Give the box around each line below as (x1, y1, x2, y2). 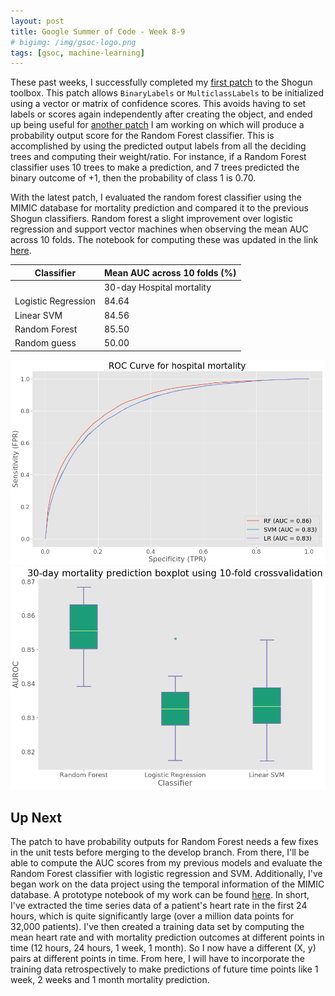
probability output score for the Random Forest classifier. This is (10, 130, 275, 142)
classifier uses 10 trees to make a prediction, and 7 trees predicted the (10, 161, 300, 174)
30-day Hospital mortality (104, 281, 212, 293)
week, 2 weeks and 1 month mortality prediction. (10, 974, 210, 986)
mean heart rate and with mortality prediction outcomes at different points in (10, 931, 325, 944)
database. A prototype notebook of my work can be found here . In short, (10, 889, 310, 901)
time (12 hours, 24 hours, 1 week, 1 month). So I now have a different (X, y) (10, 942, 317, 954)
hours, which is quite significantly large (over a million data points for (10, 910, 295, 922)
